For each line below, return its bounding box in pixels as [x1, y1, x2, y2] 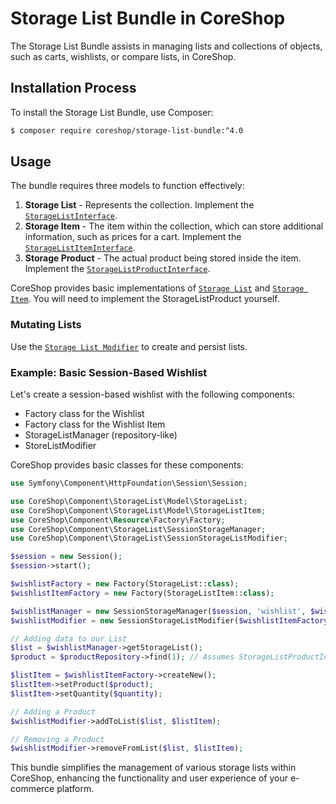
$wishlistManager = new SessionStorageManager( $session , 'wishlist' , [10, 606, 307, 616]
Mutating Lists [10, 318, 82, 332]
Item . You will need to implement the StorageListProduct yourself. [10, 293, 280, 305]
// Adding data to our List [10, 633, 128, 644]
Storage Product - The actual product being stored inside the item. [24, 252, 302, 264]
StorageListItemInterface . [24, 242, 136, 254]
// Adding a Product [10, 707, 97, 717]
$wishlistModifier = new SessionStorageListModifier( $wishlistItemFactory [10, 615, 329, 626]
